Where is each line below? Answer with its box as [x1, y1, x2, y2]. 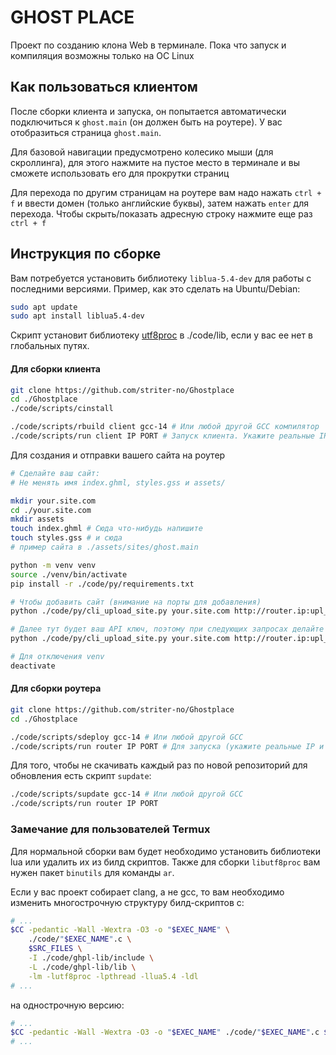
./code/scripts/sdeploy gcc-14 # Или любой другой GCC [10, 732, 244, 742]
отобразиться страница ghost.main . [10, 126, 162, 138]
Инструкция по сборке [10, 246, 162, 263]
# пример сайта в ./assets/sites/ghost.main [10, 542, 199, 553]
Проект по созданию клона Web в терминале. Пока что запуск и [10, 39, 287, 51]
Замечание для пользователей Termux [10, 822, 211, 836]
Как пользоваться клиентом [10, 79, 198, 96]
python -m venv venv [10, 560, 97, 570]
